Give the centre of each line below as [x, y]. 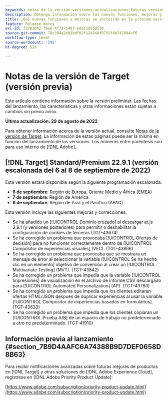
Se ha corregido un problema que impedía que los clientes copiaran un [85, 312]
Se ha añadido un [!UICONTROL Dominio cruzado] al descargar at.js [83, 222]
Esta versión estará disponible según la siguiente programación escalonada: [84, 182]
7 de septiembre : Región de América [50, 197]
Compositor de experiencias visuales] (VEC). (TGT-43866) [73, 249]
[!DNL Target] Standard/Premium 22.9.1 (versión [82, 162]
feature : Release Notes [30, 24]
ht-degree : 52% [21, 47]
